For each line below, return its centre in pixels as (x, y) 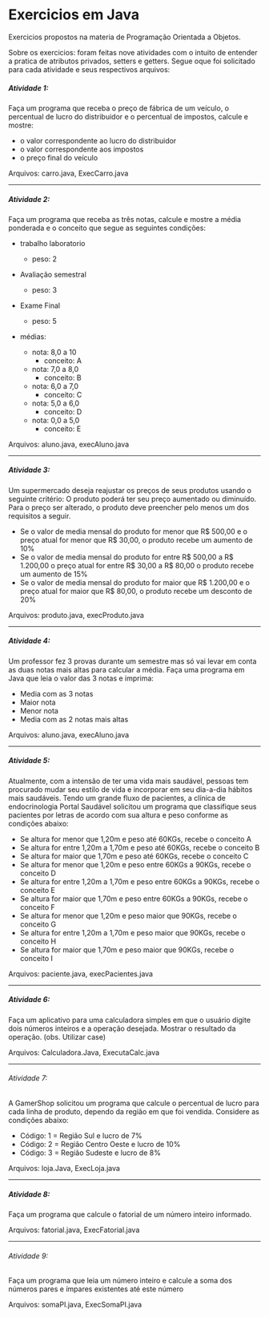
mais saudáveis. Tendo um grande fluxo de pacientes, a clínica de (117, 798)
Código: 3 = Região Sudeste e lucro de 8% (90, 1153)
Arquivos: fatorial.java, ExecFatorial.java (74, 1230)
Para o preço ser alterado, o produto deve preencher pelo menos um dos (129, 507)
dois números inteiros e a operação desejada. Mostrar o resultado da (122, 1028)
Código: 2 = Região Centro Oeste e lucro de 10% (100, 1144)
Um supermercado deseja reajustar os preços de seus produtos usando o (130, 490)
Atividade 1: (28, 88)
